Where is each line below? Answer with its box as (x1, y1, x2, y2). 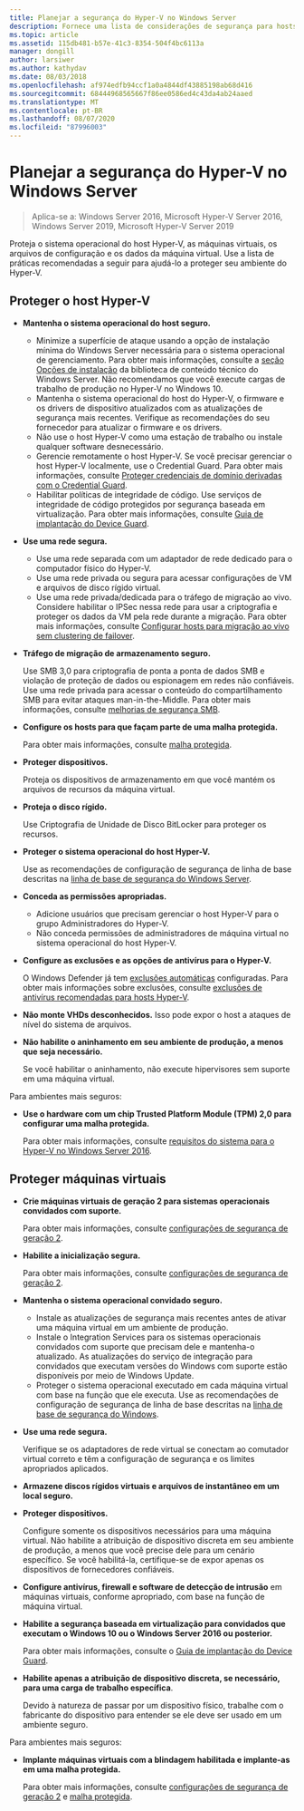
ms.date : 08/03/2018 (9, 73, 88, 82)
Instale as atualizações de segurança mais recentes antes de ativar (35, 1312, 287, 1323)
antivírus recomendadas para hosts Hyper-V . (22, 992, 190, 1002)
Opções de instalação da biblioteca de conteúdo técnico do (35, 363, 259, 374)
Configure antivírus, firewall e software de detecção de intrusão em (22, 1581, 282, 1592)
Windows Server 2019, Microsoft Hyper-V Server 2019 (31, 220, 234, 231)
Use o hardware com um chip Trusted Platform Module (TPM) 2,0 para (22, 1108, 292, 1119)
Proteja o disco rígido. (22, 801, 108, 812)
